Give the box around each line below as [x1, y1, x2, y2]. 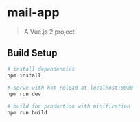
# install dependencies [7, 65, 75, 73]
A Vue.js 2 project [23, 27, 75, 36]
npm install [7, 72, 41, 79]
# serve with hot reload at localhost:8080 [7, 84, 134, 91]
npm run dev [7, 90, 41, 97]
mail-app [7, 5, 60, 21]
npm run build [7, 110, 48, 117]
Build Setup [7, 47, 58, 59]
